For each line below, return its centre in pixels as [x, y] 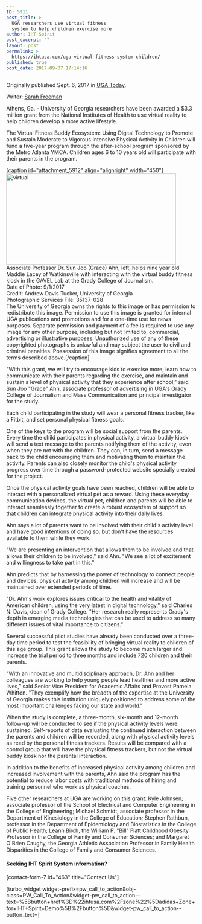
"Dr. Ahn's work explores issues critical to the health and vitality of [89, 599]
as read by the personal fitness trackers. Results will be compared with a [96, 743]
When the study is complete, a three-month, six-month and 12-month [92, 717]
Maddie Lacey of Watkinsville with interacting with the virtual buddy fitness [99, 274]
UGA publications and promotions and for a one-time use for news [89, 319]
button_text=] [23, 914]
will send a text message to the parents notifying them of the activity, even [99, 444]
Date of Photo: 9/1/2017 [35, 287]
